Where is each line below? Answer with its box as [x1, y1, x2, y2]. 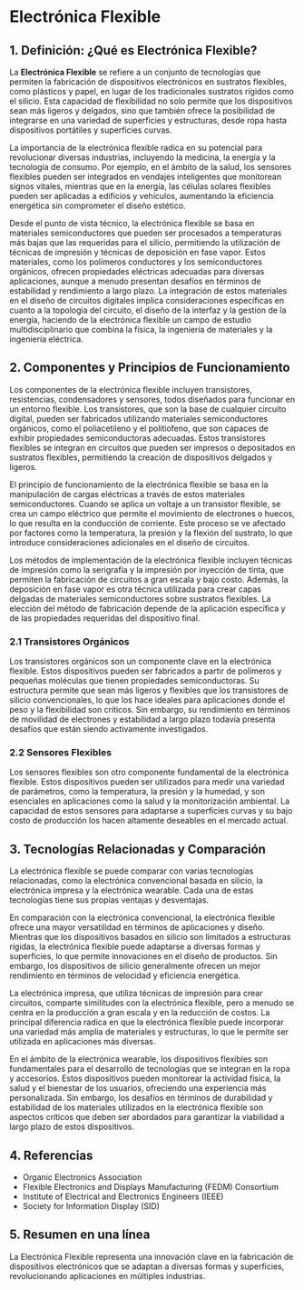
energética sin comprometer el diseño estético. [9, 200, 186, 211]
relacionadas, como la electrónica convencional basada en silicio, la [9, 875, 263, 886]
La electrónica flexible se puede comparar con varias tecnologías [9, 865, 254, 876]
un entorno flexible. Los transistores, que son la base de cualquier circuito [9, 403, 287, 415]
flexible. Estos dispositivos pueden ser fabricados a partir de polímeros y [9, 665, 282, 676]
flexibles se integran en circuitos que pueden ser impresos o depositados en [9, 442, 296, 453]
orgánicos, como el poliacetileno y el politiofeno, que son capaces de [9, 423, 270, 434]
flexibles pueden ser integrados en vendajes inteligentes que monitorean [9, 171, 282, 182]
